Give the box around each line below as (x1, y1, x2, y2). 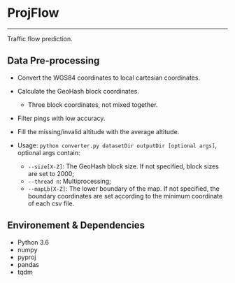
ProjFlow (7, 5, 59, 21)
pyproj (17, 253, 36, 261)
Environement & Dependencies (7, 219, 145, 231)
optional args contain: (17, 148, 80, 157)
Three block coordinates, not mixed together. (27, 100, 158, 109)
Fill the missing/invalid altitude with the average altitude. (17, 127, 180, 136)
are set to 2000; (27, 169, 75, 177)
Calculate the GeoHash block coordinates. (17, 87, 140, 95)
